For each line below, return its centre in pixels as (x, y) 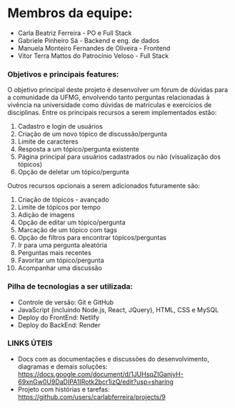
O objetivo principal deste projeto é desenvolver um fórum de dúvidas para (118, 90)
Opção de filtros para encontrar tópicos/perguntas (92, 238)
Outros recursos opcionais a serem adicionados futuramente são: (104, 186)
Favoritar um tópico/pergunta (61, 260)
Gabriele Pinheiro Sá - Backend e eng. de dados (88, 40)
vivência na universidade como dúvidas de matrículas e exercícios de (110, 105)
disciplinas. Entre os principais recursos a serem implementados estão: (112, 113)
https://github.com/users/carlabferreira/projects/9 (91, 397)
